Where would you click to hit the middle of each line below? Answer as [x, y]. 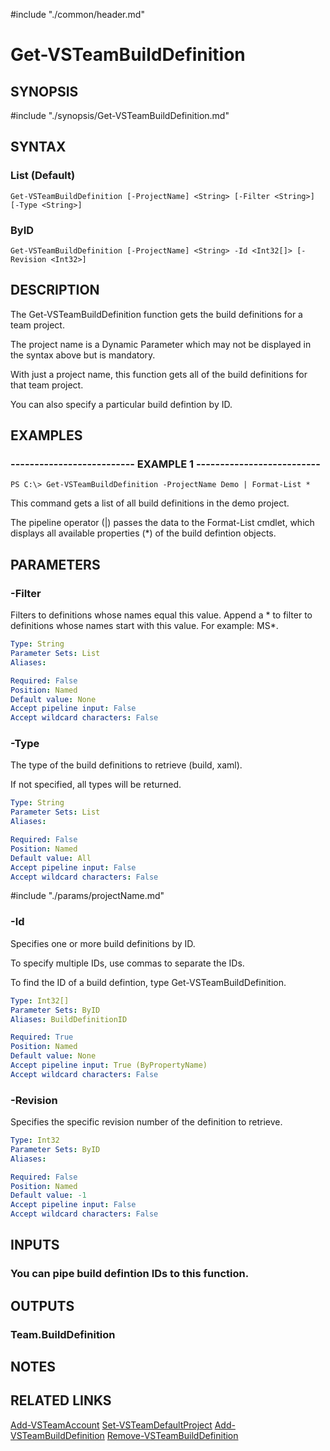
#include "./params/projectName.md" [87, 896]
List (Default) [43, 176]
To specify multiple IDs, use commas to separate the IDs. [127, 963]
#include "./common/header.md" [77, 14]
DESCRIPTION [55, 290]
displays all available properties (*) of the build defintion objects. [143, 533]
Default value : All [51, 858]
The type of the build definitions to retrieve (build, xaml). [126, 765]
